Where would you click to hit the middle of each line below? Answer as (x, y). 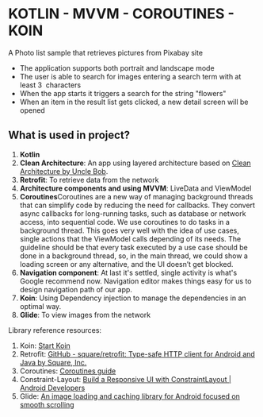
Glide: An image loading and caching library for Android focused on (130, 396)
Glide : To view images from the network (85, 315)
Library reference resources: (55, 330)
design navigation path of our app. (76, 289)
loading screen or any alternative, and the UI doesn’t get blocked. (126, 264)
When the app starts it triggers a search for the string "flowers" (123, 93)
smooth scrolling (47, 404)
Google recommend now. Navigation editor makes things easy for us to (135, 281)
